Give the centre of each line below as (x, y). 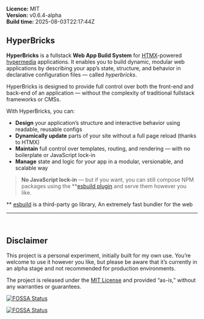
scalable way (32, 168)
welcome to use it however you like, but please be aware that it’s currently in (102, 262)
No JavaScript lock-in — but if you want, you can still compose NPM (107, 180)
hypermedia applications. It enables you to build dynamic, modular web (96, 62)
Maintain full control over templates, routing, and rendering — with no (103, 149)
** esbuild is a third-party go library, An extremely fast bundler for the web (100, 204)
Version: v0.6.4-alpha (34, 15)
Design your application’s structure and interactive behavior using (97, 123)
